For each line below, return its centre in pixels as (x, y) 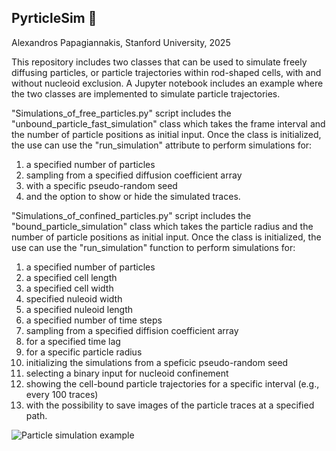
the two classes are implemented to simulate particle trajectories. (146, 93)
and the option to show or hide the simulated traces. (133, 196)
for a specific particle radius (84, 352)
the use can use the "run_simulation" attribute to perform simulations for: (162, 145)
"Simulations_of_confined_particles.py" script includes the (131, 215)
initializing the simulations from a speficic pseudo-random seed (157, 362)
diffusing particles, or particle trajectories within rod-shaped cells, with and (166, 72)
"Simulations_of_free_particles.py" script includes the (121, 113)
